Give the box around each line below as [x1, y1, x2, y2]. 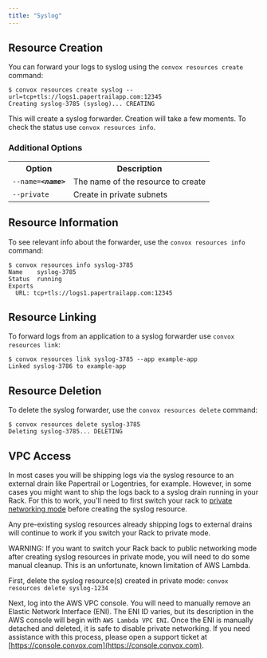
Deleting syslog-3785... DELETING [8, 428, 124, 436]
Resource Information [8, 216, 119, 229]
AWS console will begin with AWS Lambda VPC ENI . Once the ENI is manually [8, 615, 253, 625]
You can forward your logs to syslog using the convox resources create [8, 62, 244, 72]
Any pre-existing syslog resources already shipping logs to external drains [8, 519, 253, 529]
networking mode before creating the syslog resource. [8, 503, 187, 514]
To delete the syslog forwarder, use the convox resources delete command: [8, 405, 258, 415]
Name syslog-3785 [8, 268, 77, 276]
